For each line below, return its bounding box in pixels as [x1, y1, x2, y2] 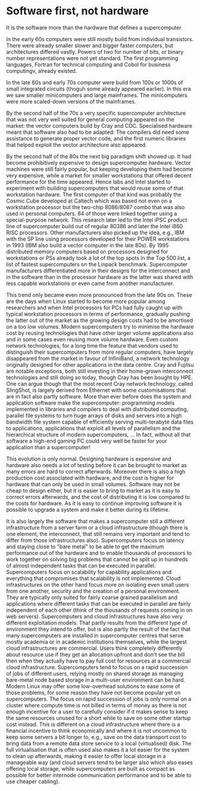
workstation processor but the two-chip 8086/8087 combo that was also [6, 203, 185, 210]
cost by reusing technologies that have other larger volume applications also [6, 329, 193, 336]
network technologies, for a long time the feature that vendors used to [6, 342, 179, 349]
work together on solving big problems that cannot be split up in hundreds [6, 556, 189, 563]
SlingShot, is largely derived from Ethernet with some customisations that [6, 387, 186, 394]
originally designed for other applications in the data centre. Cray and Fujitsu [6, 361, 194, 368]
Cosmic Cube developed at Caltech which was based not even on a [6, 197, 173, 204]
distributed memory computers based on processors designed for [6, 248, 168, 255]
